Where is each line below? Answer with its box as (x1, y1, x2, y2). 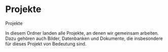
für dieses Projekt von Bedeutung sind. (5, 40, 87, 46)
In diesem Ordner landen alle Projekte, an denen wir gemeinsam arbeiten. (5, 30, 159, 36)
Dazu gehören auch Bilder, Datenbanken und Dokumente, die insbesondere (5, 35, 163, 41)
